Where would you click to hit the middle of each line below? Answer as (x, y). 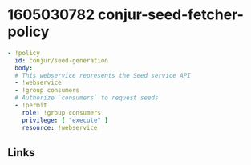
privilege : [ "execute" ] (65, 120)
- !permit (31, 106)
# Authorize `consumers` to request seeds (87, 98)
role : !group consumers (62, 113)
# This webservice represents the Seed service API (103, 75)
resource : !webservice (60, 127)
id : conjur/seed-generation (62, 60)
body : (24, 68)
